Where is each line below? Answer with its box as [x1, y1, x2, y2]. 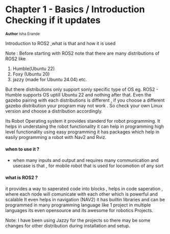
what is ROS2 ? [5, 174, 38, 180]
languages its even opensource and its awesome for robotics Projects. [5, 207, 153, 214]
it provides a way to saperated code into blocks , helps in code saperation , [5, 185, 163, 192]
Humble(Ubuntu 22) [12, 65, 55, 72]
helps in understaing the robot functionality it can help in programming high [5, 123, 164, 129]
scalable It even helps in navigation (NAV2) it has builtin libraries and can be [5, 197, 165, 203]
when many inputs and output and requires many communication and [12, 157, 159, 163]
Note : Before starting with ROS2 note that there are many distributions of [5, 50, 160, 56]
